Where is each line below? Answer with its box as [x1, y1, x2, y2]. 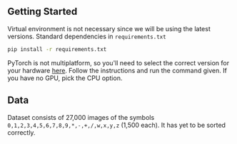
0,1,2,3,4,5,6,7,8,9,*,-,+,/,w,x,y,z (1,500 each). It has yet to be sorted [7, 121, 226, 129]
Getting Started [7, 6, 78, 18]
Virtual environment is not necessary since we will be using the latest [7, 24, 211, 33]
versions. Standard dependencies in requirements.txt [7, 32, 166, 40]
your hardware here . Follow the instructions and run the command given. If [7, 66, 227, 74]
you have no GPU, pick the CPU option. [7, 74, 123, 82]
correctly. [7, 128, 36, 137]
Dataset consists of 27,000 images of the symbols [7, 113, 155, 121]
